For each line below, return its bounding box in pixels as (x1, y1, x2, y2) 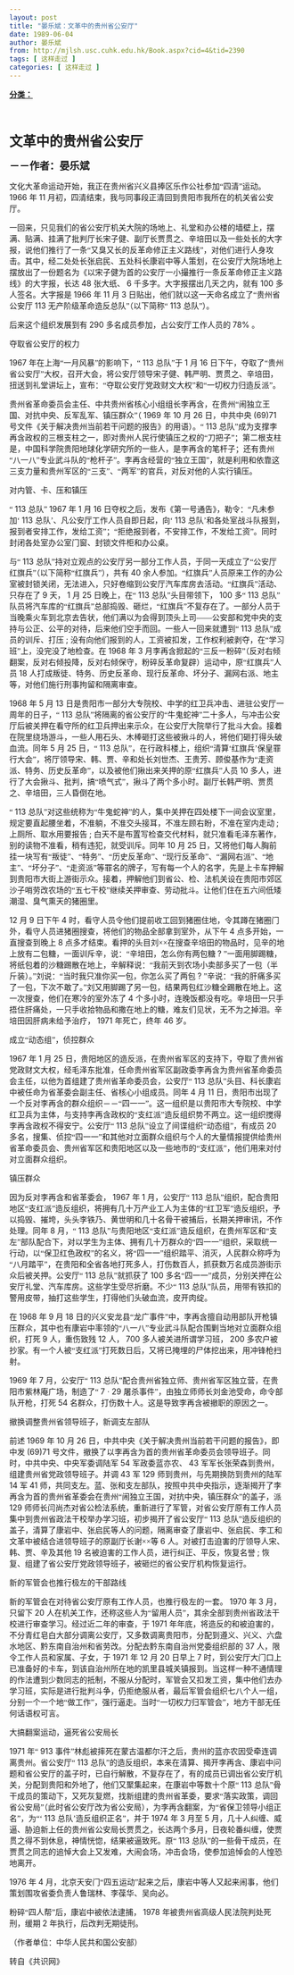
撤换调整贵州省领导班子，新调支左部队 (9, 1417, 150, 1426)
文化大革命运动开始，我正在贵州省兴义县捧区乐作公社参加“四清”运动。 (9, 181, 266, 191)
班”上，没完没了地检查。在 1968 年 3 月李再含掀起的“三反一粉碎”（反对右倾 (9, 645, 281, 656)
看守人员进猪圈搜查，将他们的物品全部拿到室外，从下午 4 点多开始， (24, 926, 276, 937)
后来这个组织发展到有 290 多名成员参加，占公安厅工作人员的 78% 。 (9, 319, 260, 330)
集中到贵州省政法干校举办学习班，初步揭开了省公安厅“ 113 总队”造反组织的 (9, 1513, 282, 1524)
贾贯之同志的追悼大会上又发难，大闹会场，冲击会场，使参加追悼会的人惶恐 (9, 1847, 282, 1857)
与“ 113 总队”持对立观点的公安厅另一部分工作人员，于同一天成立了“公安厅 (9, 556, 278, 567)
